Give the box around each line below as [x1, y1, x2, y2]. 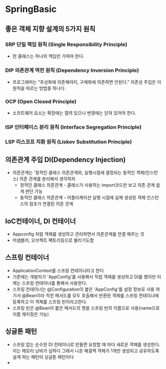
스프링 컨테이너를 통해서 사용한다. [21, 280, 87, 286]
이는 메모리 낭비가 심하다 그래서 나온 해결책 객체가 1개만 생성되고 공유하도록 [12, 348, 160, 354]
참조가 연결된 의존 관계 [29, 201, 73, 207]
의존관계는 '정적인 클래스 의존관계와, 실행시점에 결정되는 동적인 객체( [12, 170, 146, 176]
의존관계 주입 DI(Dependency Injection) [5, 155, 126, 164]
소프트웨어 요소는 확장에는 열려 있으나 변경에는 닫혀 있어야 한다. [12, 110, 136, 116]
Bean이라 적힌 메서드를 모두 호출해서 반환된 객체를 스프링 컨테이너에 [26, 292, 159, 298]
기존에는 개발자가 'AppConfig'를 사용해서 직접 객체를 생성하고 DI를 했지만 [12, 274, 156, 280]
